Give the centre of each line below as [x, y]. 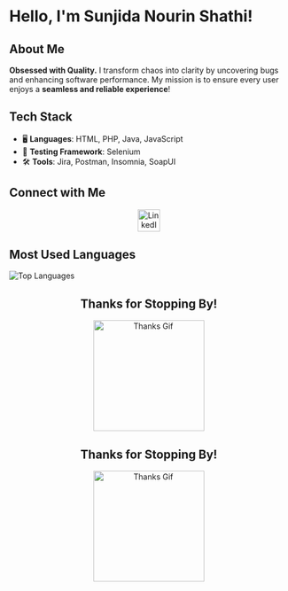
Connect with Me [58, 193]
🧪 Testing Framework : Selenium [81, 152]
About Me [37, 49]
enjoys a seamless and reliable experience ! [90, 89]
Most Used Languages [72, 255]
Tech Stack [41, 117]
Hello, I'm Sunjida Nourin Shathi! [131, 16]
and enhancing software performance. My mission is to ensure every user [144, 80]
